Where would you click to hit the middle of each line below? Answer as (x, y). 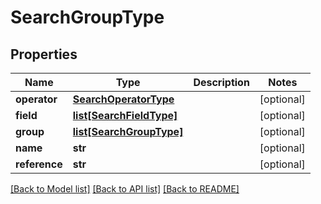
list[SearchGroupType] (128, 131)
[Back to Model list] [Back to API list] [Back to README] (125, 189)
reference (39, 164)
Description (221, 82)
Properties (44, 54)
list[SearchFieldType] (125, 115)
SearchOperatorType (123, 99)
